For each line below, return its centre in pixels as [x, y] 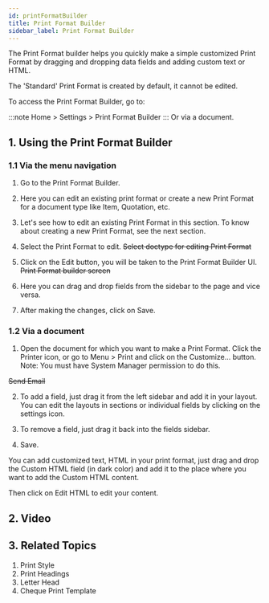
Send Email [27, 381]
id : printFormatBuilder [48, 16]
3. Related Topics [52, 546]
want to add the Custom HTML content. [73, 478]
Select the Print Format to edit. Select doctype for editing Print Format [135, 246]
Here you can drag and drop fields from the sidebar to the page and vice [140, 287]
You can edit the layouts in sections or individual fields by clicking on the [140, 405]
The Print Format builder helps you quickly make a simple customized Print [132, 54]
